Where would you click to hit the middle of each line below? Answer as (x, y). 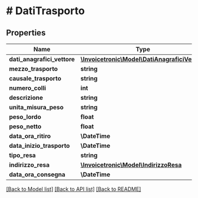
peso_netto (25, 126)
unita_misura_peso (36, 107)
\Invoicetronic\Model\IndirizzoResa (131, 165)
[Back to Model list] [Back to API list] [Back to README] (74, 189)
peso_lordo (25, 117)
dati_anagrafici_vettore (42, 59)
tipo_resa (23, 155)
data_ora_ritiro (30, 136)
